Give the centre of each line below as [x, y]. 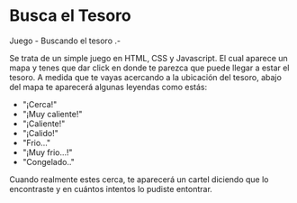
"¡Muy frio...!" [48, 152]
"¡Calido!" [40, 133]
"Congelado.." [48, 161]
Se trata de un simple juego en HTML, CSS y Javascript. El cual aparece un [148, 58]
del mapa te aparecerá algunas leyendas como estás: [108, 87]
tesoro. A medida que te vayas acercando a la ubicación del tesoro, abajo [145, 77]
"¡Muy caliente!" [52, 114]
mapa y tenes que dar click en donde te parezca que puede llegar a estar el [149, 68]
